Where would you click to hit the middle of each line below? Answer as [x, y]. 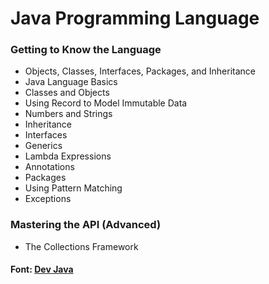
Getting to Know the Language [86, 50]
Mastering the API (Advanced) [86, 225]
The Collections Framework [81, 246]
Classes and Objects [67, 93]
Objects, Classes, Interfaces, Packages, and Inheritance [140, 71]
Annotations [49, 167]
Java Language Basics [71, 82]
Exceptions [48, 199]
